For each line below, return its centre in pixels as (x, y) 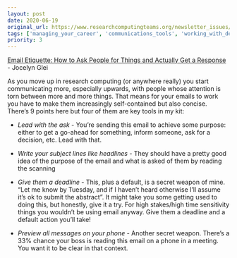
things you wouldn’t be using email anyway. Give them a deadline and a (121, 212)
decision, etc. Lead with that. (60, 140)
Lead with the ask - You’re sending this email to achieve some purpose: (122, 125)
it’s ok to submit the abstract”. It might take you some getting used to (117, 197)
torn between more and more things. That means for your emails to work (113, 97)
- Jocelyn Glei (28, 68)
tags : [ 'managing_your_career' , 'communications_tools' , (93, 33)
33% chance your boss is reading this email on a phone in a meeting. (118, 241)
